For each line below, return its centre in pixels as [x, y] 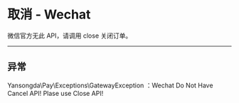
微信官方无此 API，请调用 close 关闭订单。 [70, 36]
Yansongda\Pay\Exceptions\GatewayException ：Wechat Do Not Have [110, 85]
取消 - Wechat [49, 15]
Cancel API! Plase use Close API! [55, 93]
